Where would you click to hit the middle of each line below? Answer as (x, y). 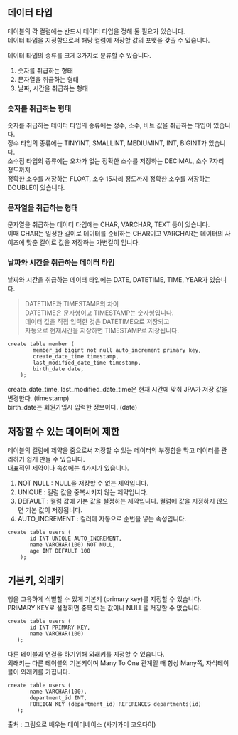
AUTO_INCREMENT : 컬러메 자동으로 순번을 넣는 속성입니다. (102, 518)
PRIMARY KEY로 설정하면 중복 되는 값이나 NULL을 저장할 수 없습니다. (104, 608)
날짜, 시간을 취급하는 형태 (53, 88)
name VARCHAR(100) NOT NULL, (72, 544)
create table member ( (41, 344)
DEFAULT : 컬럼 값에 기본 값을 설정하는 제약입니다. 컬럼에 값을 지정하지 (116, 501)
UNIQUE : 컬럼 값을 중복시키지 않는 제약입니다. (82, 492)
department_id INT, (58, 698)
